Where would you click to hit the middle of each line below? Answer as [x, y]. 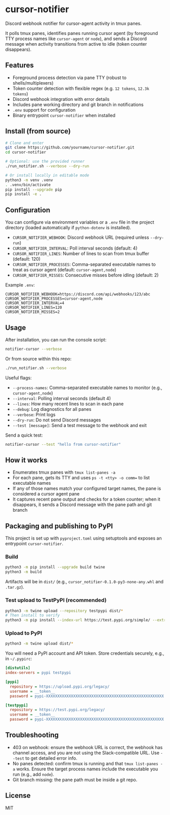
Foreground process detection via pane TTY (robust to [69, 78]
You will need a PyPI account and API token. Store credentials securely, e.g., [85, 653]
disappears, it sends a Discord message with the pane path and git [82, 505]
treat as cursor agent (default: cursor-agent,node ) [64, 270]
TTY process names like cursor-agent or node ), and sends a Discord [76, 39]
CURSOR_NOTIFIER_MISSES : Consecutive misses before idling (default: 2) [86, 275]
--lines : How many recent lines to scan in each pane [68, 404]
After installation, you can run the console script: [56, 340]
